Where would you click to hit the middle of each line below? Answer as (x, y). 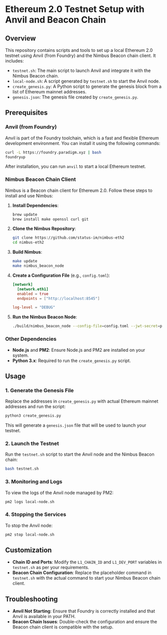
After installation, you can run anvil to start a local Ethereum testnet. (76, 166)
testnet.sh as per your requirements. (51, 568)
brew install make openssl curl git (50, 219)
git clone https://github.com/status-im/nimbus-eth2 (68, 238)
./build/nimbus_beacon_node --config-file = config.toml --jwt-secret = (86, 326)
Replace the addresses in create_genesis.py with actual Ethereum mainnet (82, 401)
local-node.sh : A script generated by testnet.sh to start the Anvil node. (86, 81)
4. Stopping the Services (36, 515)
